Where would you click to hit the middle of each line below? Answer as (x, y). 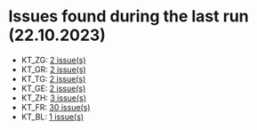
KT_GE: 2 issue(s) (53, 88)
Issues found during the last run (129, 16)
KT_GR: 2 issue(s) (53, 69)
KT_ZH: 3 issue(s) (53, 97)
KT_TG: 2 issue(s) (53, 78)
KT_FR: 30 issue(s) (56, 107)
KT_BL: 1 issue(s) (52, 117)
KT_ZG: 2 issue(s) (53, 60)
